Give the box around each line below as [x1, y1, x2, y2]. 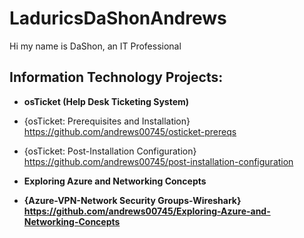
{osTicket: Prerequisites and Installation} [23, 115, 191, 127]
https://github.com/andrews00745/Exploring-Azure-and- [23, 205, 271, 217]
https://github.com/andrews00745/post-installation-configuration [23, 155, 294, 167]
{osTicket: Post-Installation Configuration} [23, 145, 197, 157]
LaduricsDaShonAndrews [9, 7, 227, 30]
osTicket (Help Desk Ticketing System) [23, 95, 190, 107]
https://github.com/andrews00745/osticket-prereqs [23, 125, 237, 137]
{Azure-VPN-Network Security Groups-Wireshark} [23, 194, 242, 206]
